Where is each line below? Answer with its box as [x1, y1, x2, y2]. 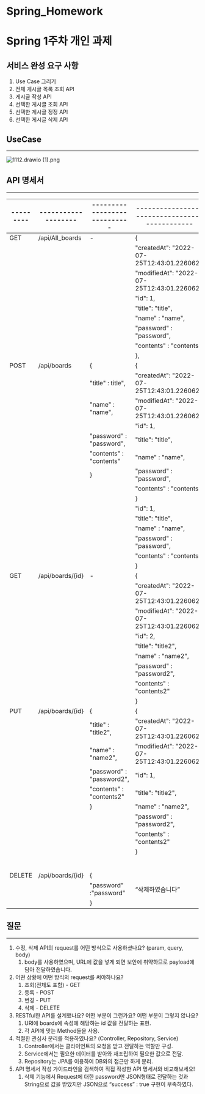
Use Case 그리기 [15, 78, 56, 85]
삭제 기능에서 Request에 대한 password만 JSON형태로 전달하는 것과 [24, 1073, 189, 1080]
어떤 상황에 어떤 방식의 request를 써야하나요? [15, 974, 124, 981]
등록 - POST [24, 989, 55, 996]
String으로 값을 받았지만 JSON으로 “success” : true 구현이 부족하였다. [24, 1081, 193, 1088]
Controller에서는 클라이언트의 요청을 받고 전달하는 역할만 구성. [24, 1042, 173, 1049]
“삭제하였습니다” [135, 885, 180, 893]
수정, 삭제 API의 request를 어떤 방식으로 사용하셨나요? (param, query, [15, 944, 184, 952]
